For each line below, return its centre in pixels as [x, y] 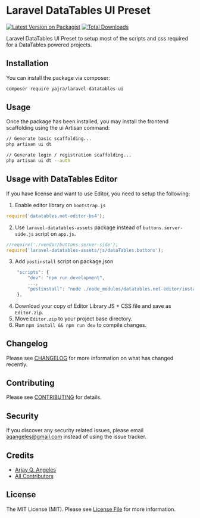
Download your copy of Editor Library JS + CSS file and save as [93, 306]
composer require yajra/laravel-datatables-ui [65, 89]
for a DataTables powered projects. [49, 45]
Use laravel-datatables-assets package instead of [78, 227]
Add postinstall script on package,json [64, 261]
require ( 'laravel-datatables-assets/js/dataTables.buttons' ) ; [85, 250]
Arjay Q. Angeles [35, 470]
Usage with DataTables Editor [62, 179]
